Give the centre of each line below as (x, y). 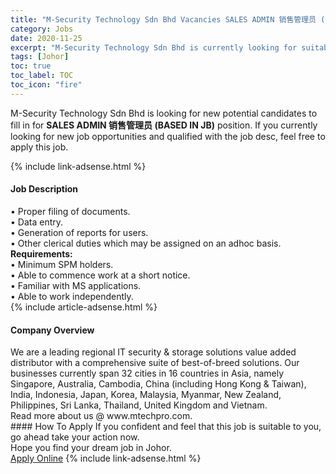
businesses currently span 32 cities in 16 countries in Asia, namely (147, 373)
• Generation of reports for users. (79, 232)
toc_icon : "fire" (46, 85)
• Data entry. (37, 222)
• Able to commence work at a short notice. (100, 275)
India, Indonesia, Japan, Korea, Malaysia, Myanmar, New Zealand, (146, 395)
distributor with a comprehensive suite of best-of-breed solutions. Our (155, 363)
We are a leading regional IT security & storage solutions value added (153, 352)
